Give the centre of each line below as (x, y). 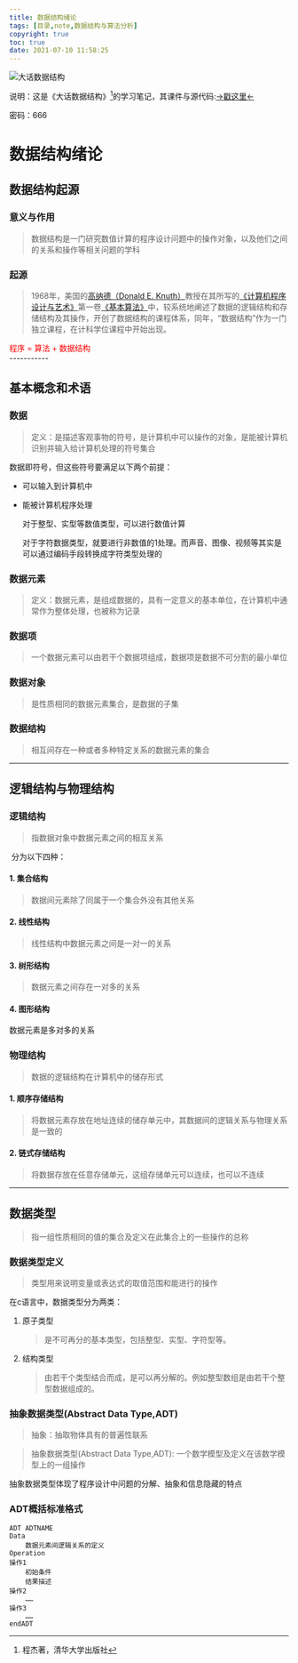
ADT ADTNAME (31, 1528)
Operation (27, 1553)
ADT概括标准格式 (46, 1509)
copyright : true (39, 34)
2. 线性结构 (30, 922)
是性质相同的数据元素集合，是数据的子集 (105, 703)
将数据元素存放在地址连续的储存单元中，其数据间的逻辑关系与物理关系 (159, 1120)
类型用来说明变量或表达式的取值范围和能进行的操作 (124, 1283)
